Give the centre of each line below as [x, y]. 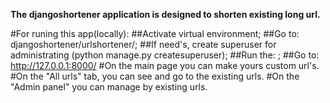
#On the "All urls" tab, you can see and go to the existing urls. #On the [155, 76]
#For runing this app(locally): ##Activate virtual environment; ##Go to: [155, 33]
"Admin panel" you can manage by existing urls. [109, 87]
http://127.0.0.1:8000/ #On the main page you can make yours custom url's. [165, 65]
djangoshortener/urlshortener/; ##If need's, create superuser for [143, 44]
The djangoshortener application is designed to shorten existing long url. [165, 14]
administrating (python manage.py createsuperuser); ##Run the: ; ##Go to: [165, 55]
